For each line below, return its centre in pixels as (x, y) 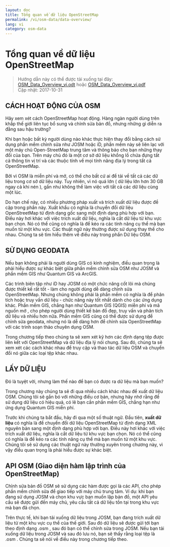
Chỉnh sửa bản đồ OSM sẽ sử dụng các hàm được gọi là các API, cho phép (83, 486)
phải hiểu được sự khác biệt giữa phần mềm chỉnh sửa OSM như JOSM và (82, 268)
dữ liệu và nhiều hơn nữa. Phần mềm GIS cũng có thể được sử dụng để (79, 316)
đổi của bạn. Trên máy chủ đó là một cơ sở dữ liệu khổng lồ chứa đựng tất (82, 155)
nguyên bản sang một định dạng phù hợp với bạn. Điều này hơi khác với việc (85, 428)
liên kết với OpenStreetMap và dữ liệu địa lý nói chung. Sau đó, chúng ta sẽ (84, 342)
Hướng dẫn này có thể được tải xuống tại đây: (65, 79)
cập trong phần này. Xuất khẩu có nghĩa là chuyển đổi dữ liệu (69, 207)
